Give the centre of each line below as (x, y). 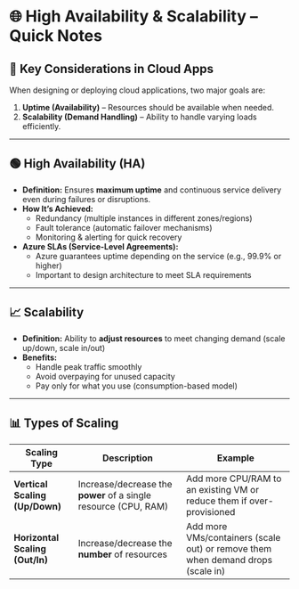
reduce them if (216, 501)
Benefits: (40, 357)
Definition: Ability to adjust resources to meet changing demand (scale (154, 338)
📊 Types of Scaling (64, 424)
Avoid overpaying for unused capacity (105, 376)
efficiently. (41, 126)
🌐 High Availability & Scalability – (133, 16)
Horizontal (36, 538)
